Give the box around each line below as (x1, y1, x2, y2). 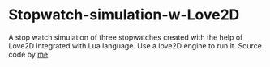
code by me (8, 49, 49, 59)
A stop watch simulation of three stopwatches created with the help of (8, 32, 243, 42)
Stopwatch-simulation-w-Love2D (8, 6, 240, 24)
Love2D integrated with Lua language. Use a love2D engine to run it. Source (8, 40, 262, 50)
